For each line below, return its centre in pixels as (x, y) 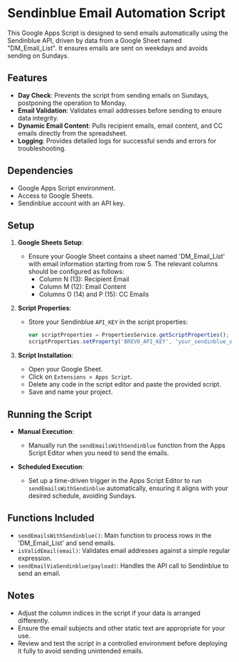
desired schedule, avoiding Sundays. (82, 495)
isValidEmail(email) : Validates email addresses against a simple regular (124, 550)
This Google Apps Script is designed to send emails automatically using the (118, 33)
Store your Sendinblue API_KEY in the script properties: (108, 322)
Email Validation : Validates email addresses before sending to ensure (119, 110)
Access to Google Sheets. (55, 195)
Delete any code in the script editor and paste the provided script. (125, 385)
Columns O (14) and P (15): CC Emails (94, 295)
